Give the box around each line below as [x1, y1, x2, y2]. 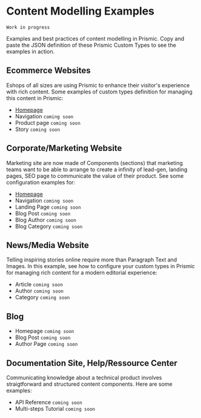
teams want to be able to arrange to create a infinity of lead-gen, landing [6, 166, 188, 173]
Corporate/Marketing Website [6, 143, 122, 153]
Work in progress [6, 24, 50, 30]
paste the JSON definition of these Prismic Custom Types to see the [6, 41, 177, 49]
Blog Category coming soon [15, 223, 83, 230]
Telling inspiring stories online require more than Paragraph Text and [6, 256, 177, 263]
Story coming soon [15, 126, 61, 133]
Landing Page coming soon [15, 203, 81, 211]
